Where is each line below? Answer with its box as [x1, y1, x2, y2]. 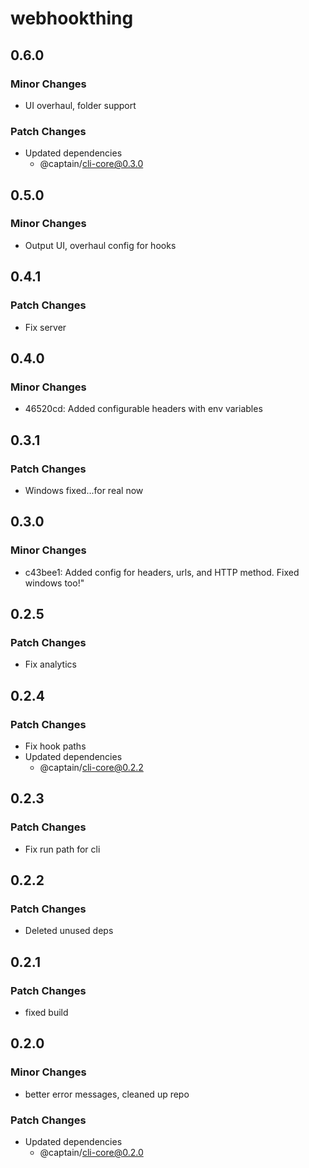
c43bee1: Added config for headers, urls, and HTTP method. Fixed [24, 566, 300, 578]
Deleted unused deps [24, 925, 114, 937]
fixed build [24, 1007, 69, 1019]
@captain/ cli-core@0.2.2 [39, 761, 144, 773]
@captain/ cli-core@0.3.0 [39, 158, 144, 170]
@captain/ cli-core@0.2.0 [39, 1147, 144, 1159]
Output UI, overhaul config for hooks [24, 239, 177, 251]
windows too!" [24, 577, 85, 589]
